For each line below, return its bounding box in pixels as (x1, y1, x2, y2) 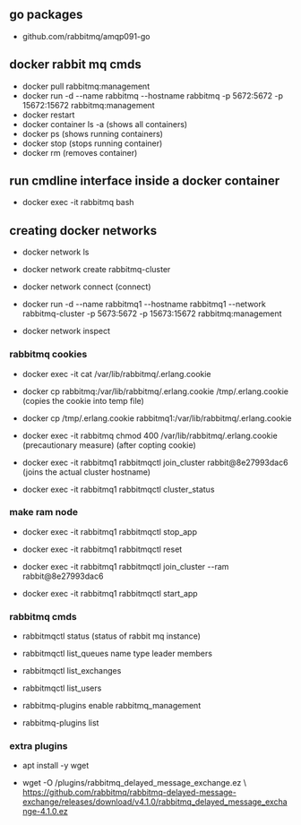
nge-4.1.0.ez (21, 806, 69, 817)
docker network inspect (21, 326, 110, 337)
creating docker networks (9, 223, 158, 238)
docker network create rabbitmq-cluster (21, 264, 171, 275)
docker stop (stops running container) (21, 138, 163, 149)
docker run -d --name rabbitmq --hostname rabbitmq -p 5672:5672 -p (21, 90, 284, 101)
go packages (9, 7, 83, 22)
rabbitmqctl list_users (21, 683, 102, 693)
